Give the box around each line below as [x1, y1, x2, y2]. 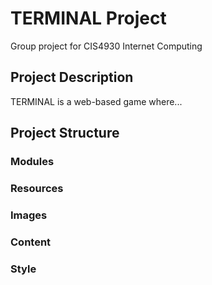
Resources [10, 181, 64, 195]
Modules [10, 155, 55, 169]
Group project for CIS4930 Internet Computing [10, 40, 203, 52]
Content [10, 235, 52, 249]
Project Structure [10, 125, 120, 142]
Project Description [10, 69, 134, 86]
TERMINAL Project [10, 7, 167, 30]
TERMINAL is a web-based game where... [10, 95, 183, 107]
